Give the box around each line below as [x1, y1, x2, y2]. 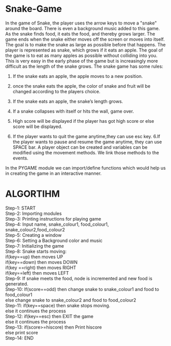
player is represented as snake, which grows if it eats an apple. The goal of [5, 47, 163, 53]
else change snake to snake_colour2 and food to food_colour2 [5, 297, 136, 303]
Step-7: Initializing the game [5, 243, 64, 249]
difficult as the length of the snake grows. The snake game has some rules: [5, 63, 163, 69]
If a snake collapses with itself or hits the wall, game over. [12, 108, 134, 114]
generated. [5, 281, 29, 287]
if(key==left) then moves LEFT [5, 270, 69, 276]
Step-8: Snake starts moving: [5, 248, 67, 254]
